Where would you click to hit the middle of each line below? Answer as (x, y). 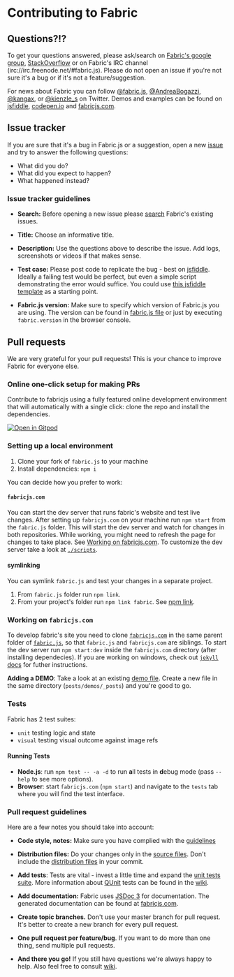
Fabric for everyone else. (43, 366)
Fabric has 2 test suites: (42, 719)
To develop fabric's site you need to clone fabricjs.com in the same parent (115, 635)
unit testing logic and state (56, 733)
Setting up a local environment (60, 446)
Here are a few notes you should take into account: (81, 827)
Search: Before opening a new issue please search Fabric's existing (115, 214)
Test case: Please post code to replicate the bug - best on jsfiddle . (114, 270)
